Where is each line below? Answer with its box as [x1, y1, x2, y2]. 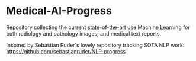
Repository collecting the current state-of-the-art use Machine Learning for [6, 24, 191, 31]
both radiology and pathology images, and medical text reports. [6, 30, 162, 37]
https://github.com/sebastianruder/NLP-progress [6, 47, 126, 54]
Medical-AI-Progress [6, 4, 113, 18]
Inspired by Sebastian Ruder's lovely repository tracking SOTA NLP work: [6, 41, 185, 49]
